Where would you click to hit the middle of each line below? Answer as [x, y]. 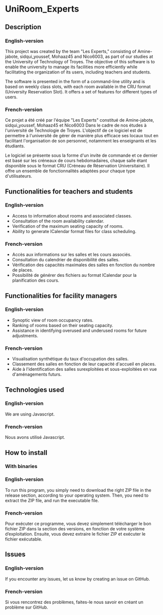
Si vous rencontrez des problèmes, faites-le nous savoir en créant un [74, 602]
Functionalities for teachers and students [69, 191]
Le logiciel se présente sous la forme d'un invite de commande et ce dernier [81, 155]
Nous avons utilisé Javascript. [35, 437]
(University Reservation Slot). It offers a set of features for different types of [81, 91]
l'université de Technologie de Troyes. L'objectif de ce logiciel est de [74, 130]
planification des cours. [36, 280]
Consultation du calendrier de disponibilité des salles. [66, 260]
